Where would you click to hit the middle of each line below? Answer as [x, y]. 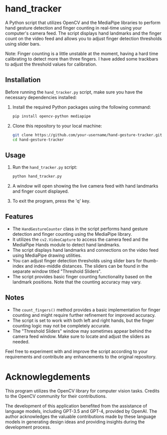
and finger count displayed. [41, 191]
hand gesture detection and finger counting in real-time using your [74, 28]
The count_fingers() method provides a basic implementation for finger [86, 310]
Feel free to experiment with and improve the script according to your [77, 351]
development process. [28, 427]
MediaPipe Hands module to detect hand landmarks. [66, 245]
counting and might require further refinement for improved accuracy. [84, 315]
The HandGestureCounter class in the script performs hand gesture [80, 229]
